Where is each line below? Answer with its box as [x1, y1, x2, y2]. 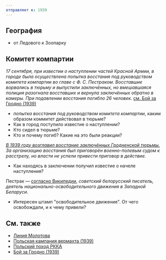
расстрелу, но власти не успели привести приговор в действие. [6, 153, 147, 159]
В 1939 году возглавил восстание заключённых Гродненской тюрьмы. [6, 142, 160, 148]
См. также [6, 219, 41, 227]
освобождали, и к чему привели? [13, 204, 86, 211]
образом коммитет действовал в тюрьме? [13, 116, 106, 122]
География [6, 27, 42, 35]
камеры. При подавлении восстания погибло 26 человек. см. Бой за [6, 95, 156, 101]
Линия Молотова [13, 232, 50, 239]
